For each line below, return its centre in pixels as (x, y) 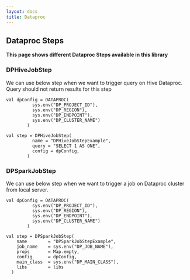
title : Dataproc (26, 17)
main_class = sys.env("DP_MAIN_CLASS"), (68, 262)
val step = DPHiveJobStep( (39, 135)
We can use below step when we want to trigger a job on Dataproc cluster (95, 183)
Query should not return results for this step (59, 89)
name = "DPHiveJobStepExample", (71, 141)
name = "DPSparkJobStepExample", (66, 241)
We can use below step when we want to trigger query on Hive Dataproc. (94, 83)
